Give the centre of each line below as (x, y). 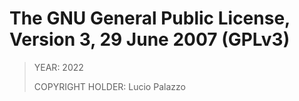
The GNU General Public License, (150, 18)
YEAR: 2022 (58, 67)
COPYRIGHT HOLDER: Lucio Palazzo (109, 86)
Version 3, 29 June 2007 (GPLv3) (150, 39)
